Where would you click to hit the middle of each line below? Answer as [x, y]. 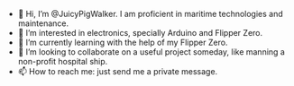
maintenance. [43, 23]
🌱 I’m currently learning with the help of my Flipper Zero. [123, 42]
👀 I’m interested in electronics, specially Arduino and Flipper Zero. [140, 33]
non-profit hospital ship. [63, 61]
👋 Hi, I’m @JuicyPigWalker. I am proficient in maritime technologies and [151, 14]
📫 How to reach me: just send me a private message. [118, 71]
